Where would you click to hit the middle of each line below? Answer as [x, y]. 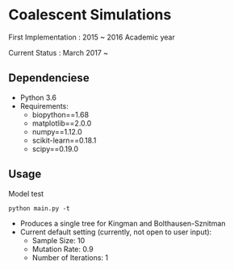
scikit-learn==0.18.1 [64, 140]
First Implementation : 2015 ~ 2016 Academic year [92, 37]
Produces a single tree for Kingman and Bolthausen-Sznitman [123, 223]
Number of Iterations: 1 [70, 257]
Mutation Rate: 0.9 [63, 249]
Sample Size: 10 [58, 240]
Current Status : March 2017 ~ [58, 52]
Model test [26, 193]
